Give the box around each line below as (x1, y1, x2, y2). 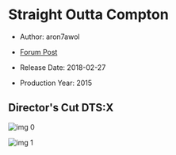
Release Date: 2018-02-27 (19, 62, 106, 72)
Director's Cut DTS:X (8, 101, 114, 114)
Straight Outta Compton (8, 6, 169, 24)
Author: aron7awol (19, 32, 80, 41)
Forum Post (19, 47, 58, 56)
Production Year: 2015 (19, 78, 93, 87)
